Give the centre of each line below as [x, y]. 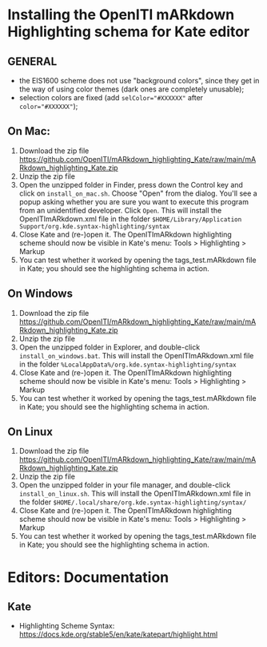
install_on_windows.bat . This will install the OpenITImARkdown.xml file [136, 355]
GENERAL [32, 61]
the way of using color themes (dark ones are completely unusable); [132, 89]
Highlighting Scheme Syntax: [67, 626]
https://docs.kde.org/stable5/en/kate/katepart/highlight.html [118, 634]
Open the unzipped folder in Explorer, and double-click [110, 347]
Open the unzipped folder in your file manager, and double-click [125, 485]
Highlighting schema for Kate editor [129, 32]
